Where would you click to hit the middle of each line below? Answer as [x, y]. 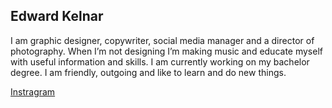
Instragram [33, 91]
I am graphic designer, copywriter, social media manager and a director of [162, 40]
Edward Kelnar [57, 16]
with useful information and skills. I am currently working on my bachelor [160, 61]
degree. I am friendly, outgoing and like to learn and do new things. [148, 72]
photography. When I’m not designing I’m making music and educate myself [166, 51]
